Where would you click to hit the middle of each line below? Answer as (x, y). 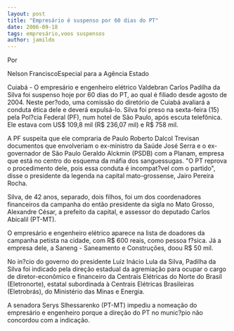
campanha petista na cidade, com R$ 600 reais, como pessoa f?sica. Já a (114, 241)
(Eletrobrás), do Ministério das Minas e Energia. (76, 292)
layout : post (26, 14)
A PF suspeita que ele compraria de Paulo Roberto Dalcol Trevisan (103, 139)
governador (24, 154)
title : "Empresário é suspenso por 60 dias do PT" (83, 20)
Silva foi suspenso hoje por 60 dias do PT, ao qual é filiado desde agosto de (117, 95)
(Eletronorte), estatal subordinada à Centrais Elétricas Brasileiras (101, 284)
